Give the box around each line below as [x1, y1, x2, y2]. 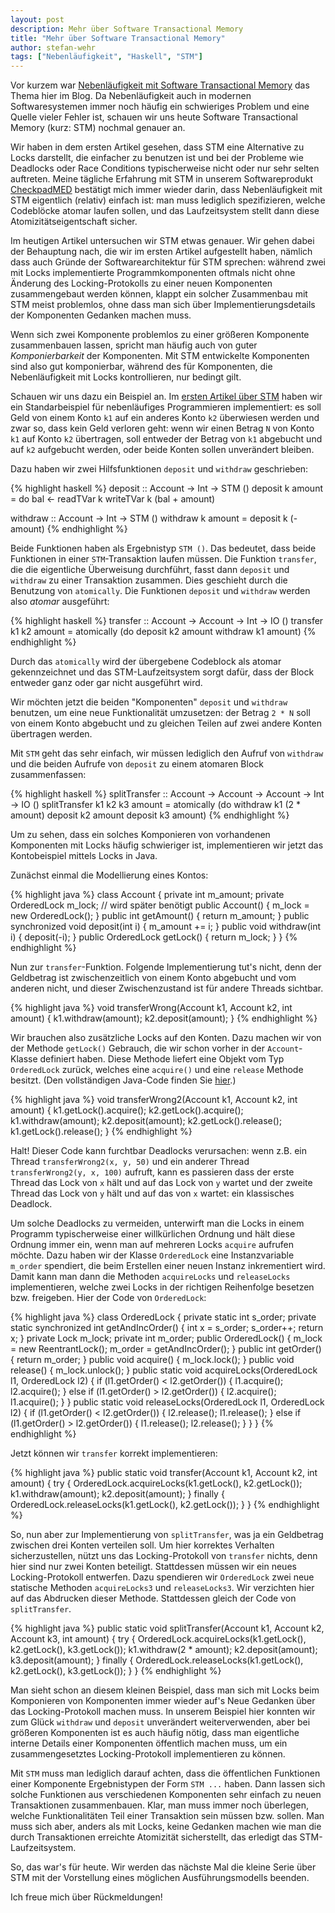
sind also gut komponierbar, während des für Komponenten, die [10, 361, 273, 373]
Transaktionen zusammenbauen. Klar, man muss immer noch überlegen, [10, 1799, 309, 1811]
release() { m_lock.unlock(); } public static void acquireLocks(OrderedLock [10, 1364, 318, 1376]
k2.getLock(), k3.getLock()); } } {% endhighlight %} [10, 1665, 222, 1677]
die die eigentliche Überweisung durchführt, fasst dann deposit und [10, 564, 290, 576]
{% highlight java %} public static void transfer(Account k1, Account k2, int [10, 1467, 318, 1479]
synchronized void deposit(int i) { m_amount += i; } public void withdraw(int [10, 921, 322, 933]
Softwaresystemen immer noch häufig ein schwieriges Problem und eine [10, 101, 310, 113]
